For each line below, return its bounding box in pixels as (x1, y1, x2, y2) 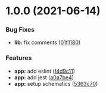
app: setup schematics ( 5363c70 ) (14, 80, 98, 87)
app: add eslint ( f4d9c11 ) (14, 67, 76, 75)
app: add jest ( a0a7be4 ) (14, 73, 74, 81)
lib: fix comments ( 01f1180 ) (14, 39, 81, 46)
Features (5, 54, 32, 62)
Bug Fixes (5, 26, 35, 34)
